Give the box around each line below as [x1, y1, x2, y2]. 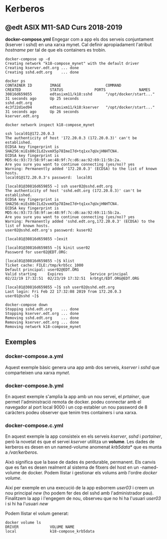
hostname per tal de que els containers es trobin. [5, 47, 106, 53]
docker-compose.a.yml [5, 353, 64, 360]
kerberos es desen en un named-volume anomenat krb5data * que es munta [5, 444, 162, 450]
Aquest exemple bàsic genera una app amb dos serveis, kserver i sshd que [5, 364, 160, 370]
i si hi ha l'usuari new [5, 501, 48, 507]
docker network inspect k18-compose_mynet [5, 122, 95, 127]
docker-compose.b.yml [5, 382, 64, 389]
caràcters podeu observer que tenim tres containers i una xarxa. [5, 409, 138, 415]
